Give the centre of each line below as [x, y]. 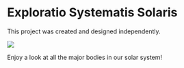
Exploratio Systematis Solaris [92, 13]
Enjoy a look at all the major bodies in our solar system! [85, 57]
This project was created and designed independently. [84, 31]
